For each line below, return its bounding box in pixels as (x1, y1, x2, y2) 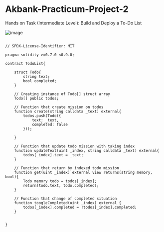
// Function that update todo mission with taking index (14, 143, 135, 149)
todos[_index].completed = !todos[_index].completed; (23, 205, 137, 210)
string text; (23, 74, 50, 79)
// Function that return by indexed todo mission (14, 165, 120, 170)
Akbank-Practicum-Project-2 (5, 3, 129, 15)
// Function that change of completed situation (14, 196, 117, 201)
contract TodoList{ (5, 61, 46, 66)
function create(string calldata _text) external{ (14, 109, 122, 114)
